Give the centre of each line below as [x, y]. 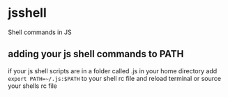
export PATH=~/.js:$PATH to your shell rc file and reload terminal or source [115, 78]
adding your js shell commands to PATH [96, 54]
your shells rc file [33, 86]
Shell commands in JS [40, 32]
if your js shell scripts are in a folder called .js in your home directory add [113, 70]
